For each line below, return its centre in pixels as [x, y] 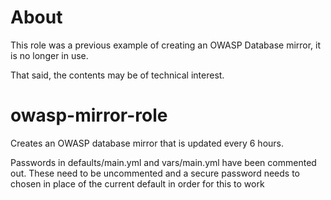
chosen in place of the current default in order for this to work [137, 183]
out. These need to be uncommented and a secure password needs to [155, 173]
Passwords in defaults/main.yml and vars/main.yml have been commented [163, 162]
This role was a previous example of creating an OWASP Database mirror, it [166, 45]
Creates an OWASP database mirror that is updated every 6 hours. [147, 143]
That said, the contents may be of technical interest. [117, 75]
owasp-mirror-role [89, 115]
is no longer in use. [49, 55]
